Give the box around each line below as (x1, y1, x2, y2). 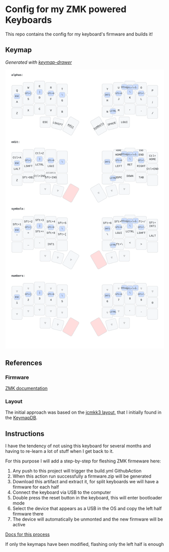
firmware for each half (12, 484, 60, 490)
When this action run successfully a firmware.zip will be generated (12, 473, 151, 479)
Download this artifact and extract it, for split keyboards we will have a (12, 479, 159, 485)
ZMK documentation (5, 386, 48, 392)
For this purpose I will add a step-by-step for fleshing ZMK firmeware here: (5, 458, 161, 464)
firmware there (12, 511, 44, 517)
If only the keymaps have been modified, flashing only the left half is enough (5, 541, 164, 547)
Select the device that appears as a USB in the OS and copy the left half (12, 505, 162, 512)
